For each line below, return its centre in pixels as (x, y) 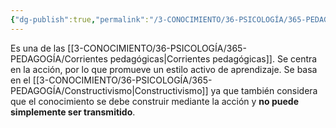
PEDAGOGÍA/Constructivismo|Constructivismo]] (109, 90)
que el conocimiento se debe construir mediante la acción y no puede (155, 101)
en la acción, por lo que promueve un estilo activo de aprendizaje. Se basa (164, 69)
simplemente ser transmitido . (73, 112)
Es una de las (38, 48)
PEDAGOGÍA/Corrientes (59, 58)
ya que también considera (264, 90)
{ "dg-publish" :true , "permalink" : (80, 19)
